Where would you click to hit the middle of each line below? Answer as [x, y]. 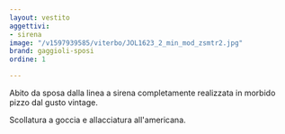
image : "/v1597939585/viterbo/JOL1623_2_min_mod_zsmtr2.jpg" [126, 43]
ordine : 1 [28, 59]
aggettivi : [30, 26]
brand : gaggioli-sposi [52, 51]
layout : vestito [40, 18]
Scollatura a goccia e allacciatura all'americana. [98, 120]
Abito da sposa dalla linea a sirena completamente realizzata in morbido [142, 93]
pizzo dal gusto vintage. [54, 103]
